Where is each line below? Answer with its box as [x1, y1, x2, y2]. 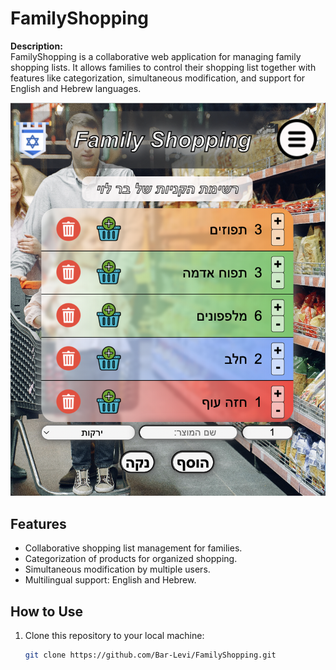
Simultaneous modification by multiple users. [24, 563, 211, 576]
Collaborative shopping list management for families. [24, 542, 243, 554]
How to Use [10, 603, 84, 620]
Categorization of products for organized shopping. [24, 553, 238, 565]
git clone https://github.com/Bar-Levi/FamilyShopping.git [24, 650, 277, 660]
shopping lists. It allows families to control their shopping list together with [10, 61, 317, 73]
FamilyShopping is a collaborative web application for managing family [10, 50, 302, 62]
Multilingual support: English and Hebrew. [24, 574, 197, 586]
